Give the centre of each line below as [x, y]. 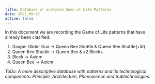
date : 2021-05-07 [23, 14]
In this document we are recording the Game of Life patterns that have [75, 32]
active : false [19, 18]
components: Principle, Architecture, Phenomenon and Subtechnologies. [78, 77]
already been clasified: [28, 37]
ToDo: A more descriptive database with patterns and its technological [76, 71]
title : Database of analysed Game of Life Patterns [58, 9]
